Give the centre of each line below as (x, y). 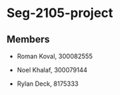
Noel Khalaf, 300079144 (52, 70)
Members (28, 39)
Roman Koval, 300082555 (55, 56)
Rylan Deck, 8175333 (48, 84)
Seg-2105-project (60, 13)
